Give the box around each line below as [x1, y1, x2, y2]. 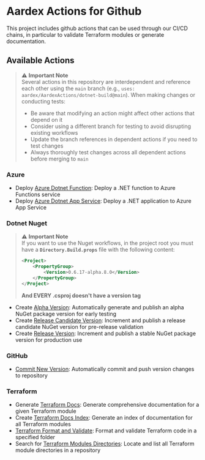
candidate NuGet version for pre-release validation [15, 323, 144, 330]
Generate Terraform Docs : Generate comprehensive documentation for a [15, 401, 199, 409]
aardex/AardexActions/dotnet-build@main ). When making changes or [21, 91, 196, 99]
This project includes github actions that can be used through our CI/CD [6, 25, 188, 32]
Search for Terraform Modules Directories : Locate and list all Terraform [15, 440, 195, 448]
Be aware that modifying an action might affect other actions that [30, 109, 195, 117]
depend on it [30, 116, 63, 123]
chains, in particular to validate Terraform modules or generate [6, 31, 165, 38]
